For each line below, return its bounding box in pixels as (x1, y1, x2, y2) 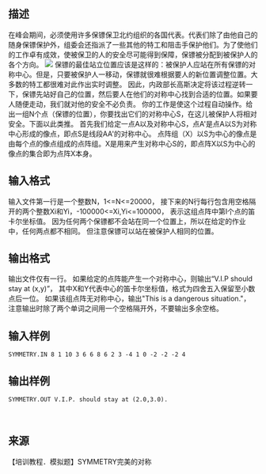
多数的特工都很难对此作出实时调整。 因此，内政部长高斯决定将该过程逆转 (8, 79, 246, 89)
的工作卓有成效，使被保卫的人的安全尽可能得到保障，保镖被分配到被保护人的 (8, 50, 258, 59)
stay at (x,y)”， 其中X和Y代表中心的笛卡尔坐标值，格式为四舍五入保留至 (8, 284, 241, 294)
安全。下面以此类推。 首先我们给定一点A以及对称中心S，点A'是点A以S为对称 (8, 119, 257, 128)
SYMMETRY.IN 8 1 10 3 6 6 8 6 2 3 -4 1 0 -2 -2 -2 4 (8, 351, 186, 358)
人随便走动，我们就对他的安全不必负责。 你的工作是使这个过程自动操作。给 (8, 99, 253, 108)
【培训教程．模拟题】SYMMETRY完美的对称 (8, 457, 152, 466)
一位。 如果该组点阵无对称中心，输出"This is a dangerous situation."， (21, 294, 251, 303)
